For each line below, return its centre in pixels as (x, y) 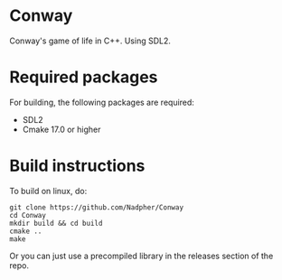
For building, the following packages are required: (102, 102)
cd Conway (28, 215)
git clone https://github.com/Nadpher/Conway (96, 207)
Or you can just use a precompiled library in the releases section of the (141, 256)
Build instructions (77, 166)
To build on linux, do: (48, 191)
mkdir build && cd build (56, 223)
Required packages (84, 77)
